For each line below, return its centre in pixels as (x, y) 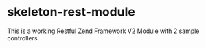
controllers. (23, 38)
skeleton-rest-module (71, 12)
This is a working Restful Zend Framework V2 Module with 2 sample (103, 31)
